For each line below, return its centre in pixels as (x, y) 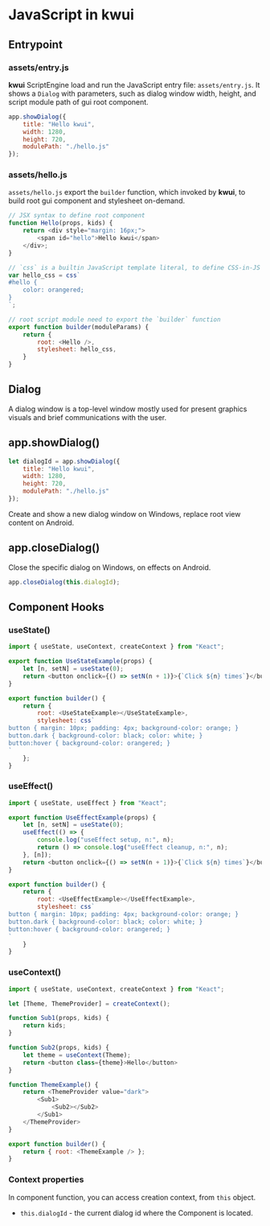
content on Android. (41, 522)
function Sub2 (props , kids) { (59, 1048)
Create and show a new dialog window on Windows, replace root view (125, 514)
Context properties (46, 1179)
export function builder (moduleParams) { (79, 327)
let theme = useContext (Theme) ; (77, 1055)
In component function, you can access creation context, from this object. (132, 1197)
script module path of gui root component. (78, 101)
